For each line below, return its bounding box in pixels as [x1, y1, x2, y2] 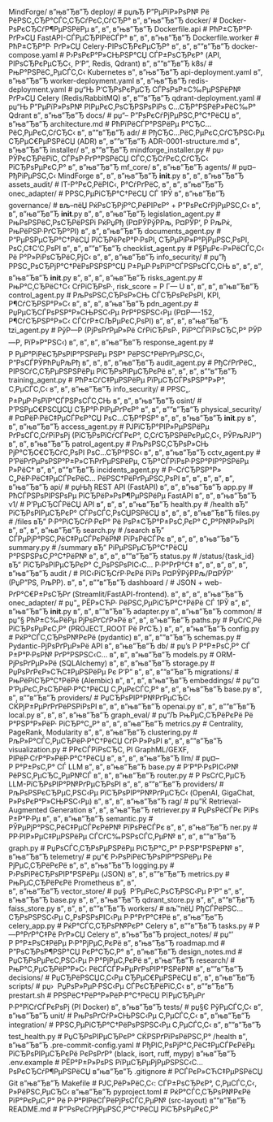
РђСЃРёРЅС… [195, 903, 244, 913]
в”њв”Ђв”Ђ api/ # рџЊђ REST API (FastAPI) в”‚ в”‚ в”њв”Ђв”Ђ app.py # [8, 483, 253, 492]
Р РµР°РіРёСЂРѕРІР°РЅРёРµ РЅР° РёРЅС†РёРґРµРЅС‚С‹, [8, 349, 206, 358]
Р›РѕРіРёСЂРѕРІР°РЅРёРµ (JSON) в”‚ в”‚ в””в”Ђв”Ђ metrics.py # [8, 869, 230, 878]
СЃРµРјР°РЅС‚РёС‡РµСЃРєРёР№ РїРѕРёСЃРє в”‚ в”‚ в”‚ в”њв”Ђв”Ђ [8, 534, 240, 544]
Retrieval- [208, 796, 242, 806]
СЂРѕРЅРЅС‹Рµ [8, 912, 63, 921]
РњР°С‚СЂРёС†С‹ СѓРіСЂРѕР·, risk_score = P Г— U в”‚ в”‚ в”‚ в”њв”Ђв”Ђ [8, 282, 259, 291]
